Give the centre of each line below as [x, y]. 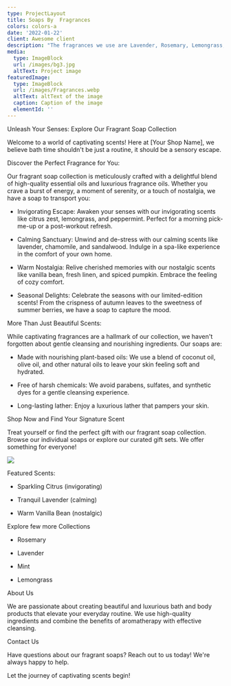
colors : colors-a [32, 26]
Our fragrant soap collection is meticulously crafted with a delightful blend [112, 176]
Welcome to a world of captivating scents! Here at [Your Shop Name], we [111, 142]
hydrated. [31, 371]
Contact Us [23, 641]
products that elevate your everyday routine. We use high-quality [99, 613]
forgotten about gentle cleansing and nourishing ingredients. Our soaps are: [114, 344]
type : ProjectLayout [37, 13]
